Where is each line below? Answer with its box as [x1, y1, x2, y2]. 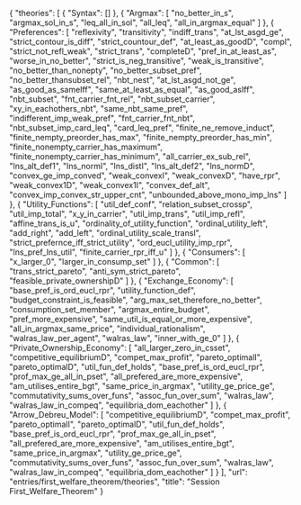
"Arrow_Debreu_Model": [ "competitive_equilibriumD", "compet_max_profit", [9, 410, 291, 419]
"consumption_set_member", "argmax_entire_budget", [9, 304, 210, 314]
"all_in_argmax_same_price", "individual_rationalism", [9, 323, 206, 334]
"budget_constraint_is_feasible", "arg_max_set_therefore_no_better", [9, 294, 262, 305]
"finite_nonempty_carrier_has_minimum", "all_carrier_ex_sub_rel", [9, 151, 252, 161]
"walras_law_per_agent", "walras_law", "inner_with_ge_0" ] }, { [9, 333, 240, 343]
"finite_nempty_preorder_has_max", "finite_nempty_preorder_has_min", [9, 132, 272, 142]
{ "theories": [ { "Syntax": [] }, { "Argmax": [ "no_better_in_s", [9, 8, 234, 18]
